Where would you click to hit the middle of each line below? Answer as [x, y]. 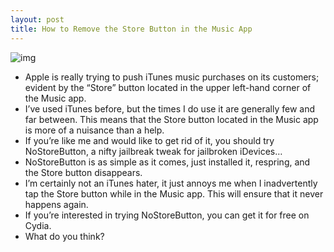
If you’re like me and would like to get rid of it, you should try [149, 140]
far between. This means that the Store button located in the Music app [171, 119]
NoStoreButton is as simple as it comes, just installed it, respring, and [167, 162]
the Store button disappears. [83, 172]
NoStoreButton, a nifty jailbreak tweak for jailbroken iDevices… [153, 151]
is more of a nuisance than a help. [94, 130]
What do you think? [64, 236]
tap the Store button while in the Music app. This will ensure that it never [174, 193]
